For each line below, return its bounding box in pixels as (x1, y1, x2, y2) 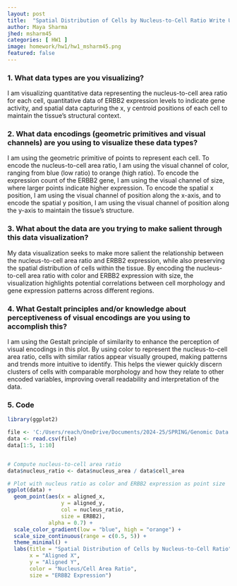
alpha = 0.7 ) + (48, 519, 93, 526)
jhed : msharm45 (7, 30, 52, 37)
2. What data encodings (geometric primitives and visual (7, 129, 206, 139)
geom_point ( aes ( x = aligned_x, (13, 493, 106, 501)
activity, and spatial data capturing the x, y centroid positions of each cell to (7, 104, 228, 113)
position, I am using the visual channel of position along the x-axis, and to (7, 191, 221, 200)
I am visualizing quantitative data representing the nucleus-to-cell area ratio (7, 89, 228, 97)
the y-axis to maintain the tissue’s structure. (7, 206, 134, 215)
